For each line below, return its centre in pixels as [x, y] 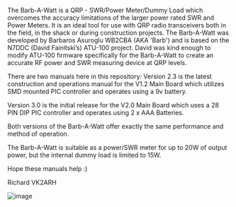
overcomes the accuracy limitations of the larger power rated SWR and [111, 18]
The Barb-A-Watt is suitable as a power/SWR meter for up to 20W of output [117, 147]
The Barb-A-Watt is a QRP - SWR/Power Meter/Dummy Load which [105, 10]
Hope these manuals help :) [47, 168]
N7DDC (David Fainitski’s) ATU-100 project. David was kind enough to [109, 48]
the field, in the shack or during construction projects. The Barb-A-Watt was [118, 32]
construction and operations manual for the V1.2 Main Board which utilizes [116, 84]
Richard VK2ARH [32, 182]
